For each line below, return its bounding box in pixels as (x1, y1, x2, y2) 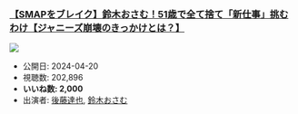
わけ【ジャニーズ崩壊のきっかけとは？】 (9, 21, 185, 33)
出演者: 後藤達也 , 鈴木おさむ (22, 95, 128, 106)
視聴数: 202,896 (22, 72, 84, 83)
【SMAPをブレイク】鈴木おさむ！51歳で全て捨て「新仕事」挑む (9, 7, 289, 20)
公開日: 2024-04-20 (22, 61, 99, 71)
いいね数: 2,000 (22, 83, 84, 94)
